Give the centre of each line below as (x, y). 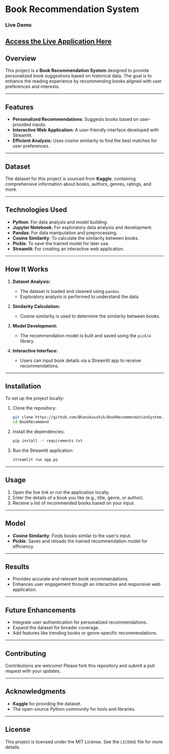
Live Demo (18, 25)
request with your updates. (33, 671)
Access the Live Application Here (58, 41)
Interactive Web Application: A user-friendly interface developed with (86, 130)
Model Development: (35, 326)
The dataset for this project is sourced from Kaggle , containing (70, 178)
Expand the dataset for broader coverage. (56, 628)
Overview (21, 58)
